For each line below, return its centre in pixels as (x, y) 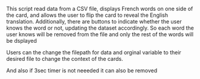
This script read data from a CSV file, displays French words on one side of (100, 9)
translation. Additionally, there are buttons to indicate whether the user (94, 21)
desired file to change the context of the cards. (65, 59)
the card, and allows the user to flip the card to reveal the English (87, 15)
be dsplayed (22, 41)
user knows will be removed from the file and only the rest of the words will (100, 34)
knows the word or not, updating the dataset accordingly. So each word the (100, 28)
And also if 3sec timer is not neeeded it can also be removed (82, 71)
